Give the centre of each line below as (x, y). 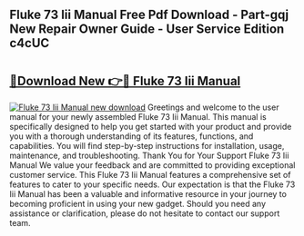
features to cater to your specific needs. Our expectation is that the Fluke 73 (152, 184)
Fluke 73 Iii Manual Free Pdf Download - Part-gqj (149, 15)
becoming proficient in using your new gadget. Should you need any (138, 204)
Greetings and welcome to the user (213, 107)
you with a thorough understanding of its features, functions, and (132, 136)
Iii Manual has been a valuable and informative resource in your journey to (148, 194)
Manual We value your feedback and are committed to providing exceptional (152, 165)
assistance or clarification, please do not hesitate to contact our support (145, 213)
